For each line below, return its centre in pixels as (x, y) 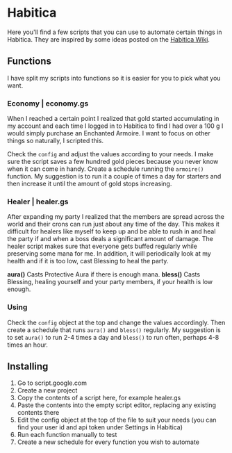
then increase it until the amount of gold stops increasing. (90, 184)
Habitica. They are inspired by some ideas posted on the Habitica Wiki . (109, 39)
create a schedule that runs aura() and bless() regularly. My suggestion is (114, 330)
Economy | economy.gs (48, 104)
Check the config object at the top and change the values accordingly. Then (116, 322)
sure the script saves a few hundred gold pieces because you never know (113, 162)
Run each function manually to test (67, 435)
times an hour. (28, 345)
